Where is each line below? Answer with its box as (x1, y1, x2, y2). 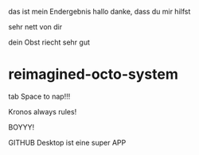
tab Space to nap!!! (8, 91, 71, 101)
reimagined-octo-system (8, 65, 179, 83)
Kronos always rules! (8, 107, 77, 116)
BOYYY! (8, 122, 34, 132)
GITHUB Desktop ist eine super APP (8, 138, 127, 147)
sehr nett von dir (8, 22, 63, 31)
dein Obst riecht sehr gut (8, 37, 90, 47)
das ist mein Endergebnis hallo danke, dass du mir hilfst (8, 7, 191, 16)
